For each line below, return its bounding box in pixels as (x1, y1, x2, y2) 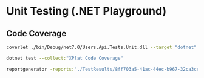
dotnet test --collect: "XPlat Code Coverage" (6, 55, 123, 61)
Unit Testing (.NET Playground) (6, 4, 167, 18)
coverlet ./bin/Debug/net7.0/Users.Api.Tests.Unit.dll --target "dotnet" (6, 44, 197, 50)
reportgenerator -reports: (6, 66, 75, 72)
